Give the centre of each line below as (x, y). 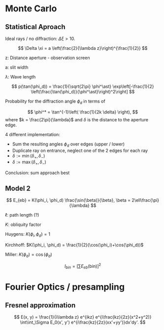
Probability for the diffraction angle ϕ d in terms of (55, 102)
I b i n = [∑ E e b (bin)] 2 (83, 266)
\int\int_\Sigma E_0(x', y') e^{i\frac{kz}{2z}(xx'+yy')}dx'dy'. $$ (83, 322)
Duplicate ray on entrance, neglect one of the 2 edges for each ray (80, 150)
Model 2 (18, 188)
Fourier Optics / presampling (65, 287)
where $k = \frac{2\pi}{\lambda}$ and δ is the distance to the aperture (77, 119)
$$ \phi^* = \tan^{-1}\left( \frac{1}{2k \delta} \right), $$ (83, 112)
